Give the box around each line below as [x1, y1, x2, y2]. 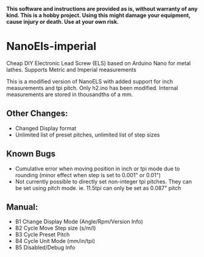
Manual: [6, 202, 38, 212]
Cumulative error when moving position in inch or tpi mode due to [15, 164, 180, 172]
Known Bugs [6, 149, 56, 159]
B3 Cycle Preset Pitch [15, 231, 70, 238]
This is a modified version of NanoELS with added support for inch [6, 77, 174, 85]
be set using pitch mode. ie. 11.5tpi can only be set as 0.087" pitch [15, 184, 181, 191]
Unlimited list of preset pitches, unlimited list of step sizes [15, 131, 160, 138]
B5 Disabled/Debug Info [15, 244, 76, 252]
